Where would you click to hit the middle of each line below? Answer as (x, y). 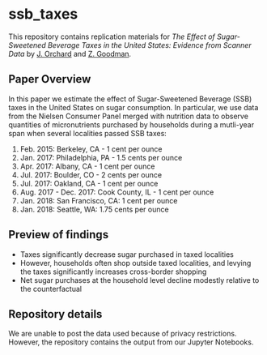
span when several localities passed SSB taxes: (88, 133)
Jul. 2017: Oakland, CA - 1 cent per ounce (89, 183)
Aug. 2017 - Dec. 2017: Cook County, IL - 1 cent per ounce (117, 192)
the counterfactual (51, 289)
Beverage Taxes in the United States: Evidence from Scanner (150, 45)
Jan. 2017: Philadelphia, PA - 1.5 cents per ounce (101, 157)
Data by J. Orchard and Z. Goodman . (70, 53)
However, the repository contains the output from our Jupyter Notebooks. (131, 342)
